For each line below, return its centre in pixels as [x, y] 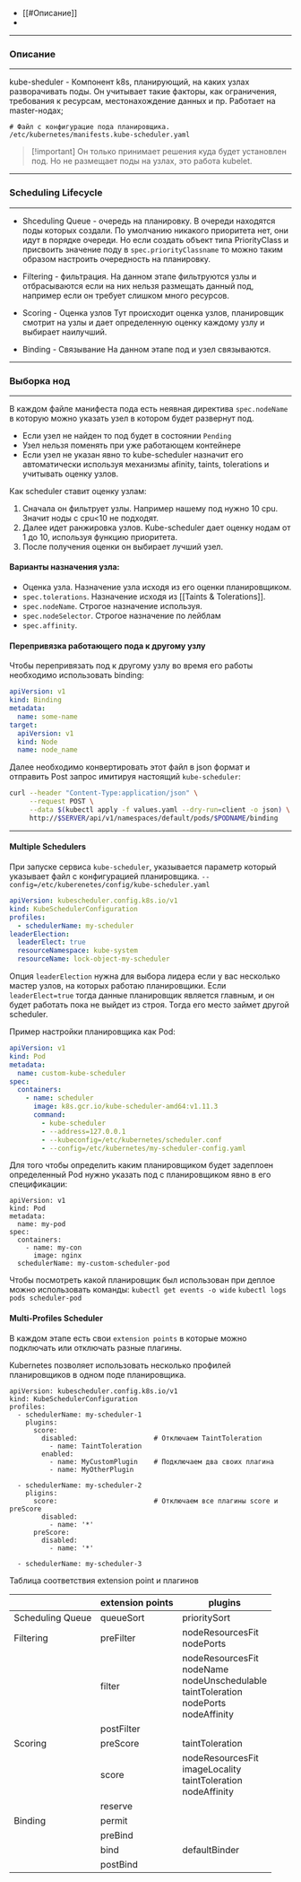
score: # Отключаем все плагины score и [155, 1501]
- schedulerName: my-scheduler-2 [80, 1485]
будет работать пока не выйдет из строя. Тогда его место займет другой [149, 1005]
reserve [116, 1806]
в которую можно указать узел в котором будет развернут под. [132, 418]
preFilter [118, 1638]
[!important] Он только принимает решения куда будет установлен [159, 152]
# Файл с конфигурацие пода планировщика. [90, 127]
